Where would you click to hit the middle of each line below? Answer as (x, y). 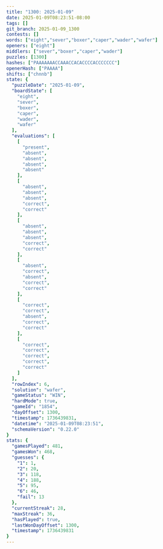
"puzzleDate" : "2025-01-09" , (48, 86)
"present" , (36, 147)
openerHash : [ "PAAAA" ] (35, 68)
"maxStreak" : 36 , (34, 514)
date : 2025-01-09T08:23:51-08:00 (48, 18)
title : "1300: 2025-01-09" (40, 12)
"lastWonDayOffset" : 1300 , (46, 525)
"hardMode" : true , (35, 401)
